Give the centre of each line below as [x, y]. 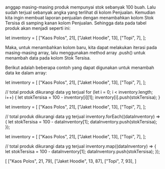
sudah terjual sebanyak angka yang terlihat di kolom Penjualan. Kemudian [80, 12]
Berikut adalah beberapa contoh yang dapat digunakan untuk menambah [80, 67]
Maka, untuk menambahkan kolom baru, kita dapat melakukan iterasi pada [81, 47]
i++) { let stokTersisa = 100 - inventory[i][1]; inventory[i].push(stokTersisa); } [83, 97]
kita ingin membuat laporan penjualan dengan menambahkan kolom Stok [80, 18]
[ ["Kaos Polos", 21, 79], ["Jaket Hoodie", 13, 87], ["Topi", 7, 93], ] [71, 161]
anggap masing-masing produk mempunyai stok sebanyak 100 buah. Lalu [81, 7]
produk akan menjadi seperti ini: [38, 28]
